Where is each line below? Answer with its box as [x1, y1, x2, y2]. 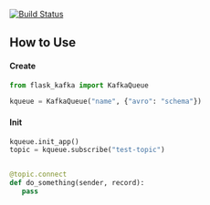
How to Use [9, 35, 77, 50]
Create [9, 60, 37, 71]
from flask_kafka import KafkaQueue [9, 80, 149, 90]
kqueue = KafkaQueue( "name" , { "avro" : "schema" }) [9, 97, 203, 107]
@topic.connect [9, 169, 68, 179]
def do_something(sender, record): [9, 179, 145, 188]
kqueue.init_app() [9, 137, 79, 146]
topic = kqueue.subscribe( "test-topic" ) [9, 146, 166, 155]
